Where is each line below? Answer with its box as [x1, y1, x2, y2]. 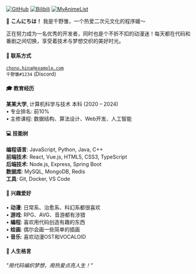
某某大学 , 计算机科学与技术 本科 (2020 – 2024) [6, 100, 119, 108]
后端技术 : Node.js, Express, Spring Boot [6, 160, 102, 167]
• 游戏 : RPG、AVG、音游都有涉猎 [6, 211, 86, 218]
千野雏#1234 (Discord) [6, 70, 57, 77]
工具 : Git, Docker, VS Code [6, 175, 70, 182]
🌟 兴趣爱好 [6, 190, 32, 197]
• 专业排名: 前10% [6, 108, 50, 115]
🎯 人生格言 [6, 248, 32, 255]
